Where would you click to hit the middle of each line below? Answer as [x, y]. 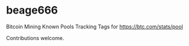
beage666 [32, 10]
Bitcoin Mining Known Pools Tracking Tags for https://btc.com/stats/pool [94, 27]
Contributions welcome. [35, 38]
